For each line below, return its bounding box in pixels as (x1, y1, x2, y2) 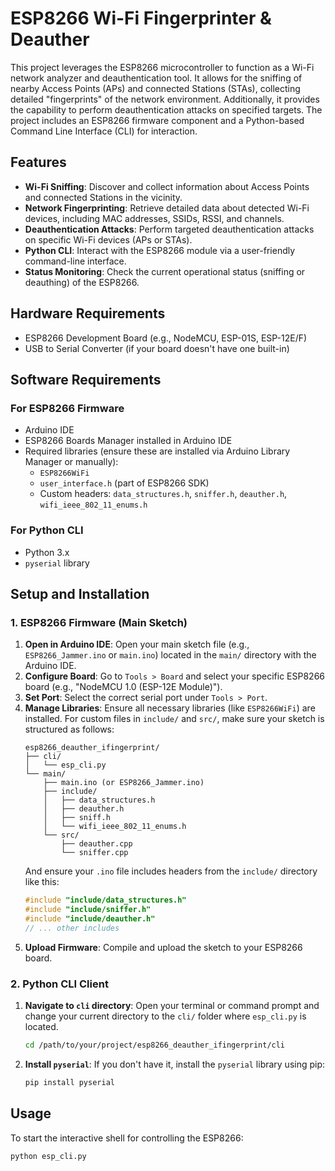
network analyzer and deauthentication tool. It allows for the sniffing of (10, 72, 303, 84)
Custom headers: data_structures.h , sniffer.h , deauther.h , (39, 488, 288, 500)
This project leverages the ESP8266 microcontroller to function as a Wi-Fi (10, 61, 315, 73)
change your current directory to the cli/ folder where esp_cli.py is (24, 1010, 307, 1022)
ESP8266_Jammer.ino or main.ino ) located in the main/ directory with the (24, 649, 317, 661)
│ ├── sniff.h (43, 813, 111, 823)
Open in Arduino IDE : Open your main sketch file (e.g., (24, 638, 250, 651)
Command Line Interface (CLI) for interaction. (10, 125, 198, 137)
